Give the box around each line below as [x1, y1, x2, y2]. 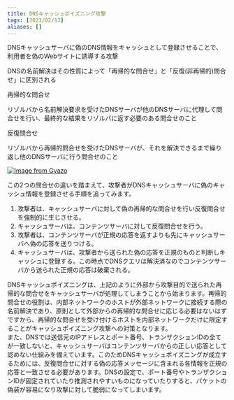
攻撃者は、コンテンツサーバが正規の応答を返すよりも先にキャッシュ [17, 231, 214, 239]
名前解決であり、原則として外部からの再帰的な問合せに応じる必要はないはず [7, 307, 227, 315]
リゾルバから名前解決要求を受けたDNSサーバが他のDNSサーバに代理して [7, 106, 217, 114]
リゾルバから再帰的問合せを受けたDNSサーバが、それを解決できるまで [7, 144, 210, 152]
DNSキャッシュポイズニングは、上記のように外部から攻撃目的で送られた [7, 280, 217, 289]
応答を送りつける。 [41, 239, 98, 248]
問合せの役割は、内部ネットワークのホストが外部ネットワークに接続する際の [7, 298, 228, 306]
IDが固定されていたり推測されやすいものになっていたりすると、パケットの [13, 377, 227, 385]
